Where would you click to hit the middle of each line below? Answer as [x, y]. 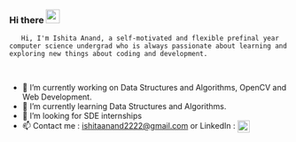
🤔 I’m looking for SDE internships [82, 116]
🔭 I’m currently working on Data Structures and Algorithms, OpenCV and [154, 88]
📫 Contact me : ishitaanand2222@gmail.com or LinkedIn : [129, 126]
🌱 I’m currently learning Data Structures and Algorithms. [124, 106]
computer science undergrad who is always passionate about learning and [148, 46]
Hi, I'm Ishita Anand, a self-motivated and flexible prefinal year [150, 39]
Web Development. [57, 97]
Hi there [27, 20]
